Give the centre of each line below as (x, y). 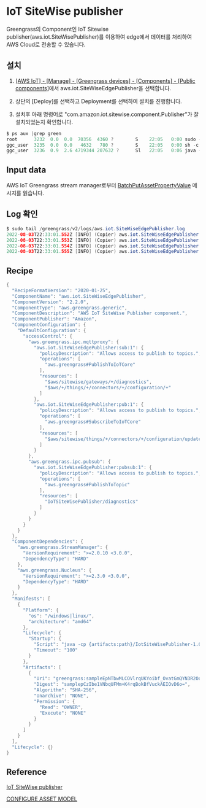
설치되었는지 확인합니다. (44, 122)
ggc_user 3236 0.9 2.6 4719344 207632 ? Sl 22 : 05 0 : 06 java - (104, 151)
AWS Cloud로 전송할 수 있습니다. (46, 44)
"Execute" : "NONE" (63, 713)
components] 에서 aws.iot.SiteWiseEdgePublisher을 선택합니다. (93, 88)
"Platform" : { (41, 610)
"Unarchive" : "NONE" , (61, 696)
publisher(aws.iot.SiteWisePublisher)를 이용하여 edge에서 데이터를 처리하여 (99, 37)
